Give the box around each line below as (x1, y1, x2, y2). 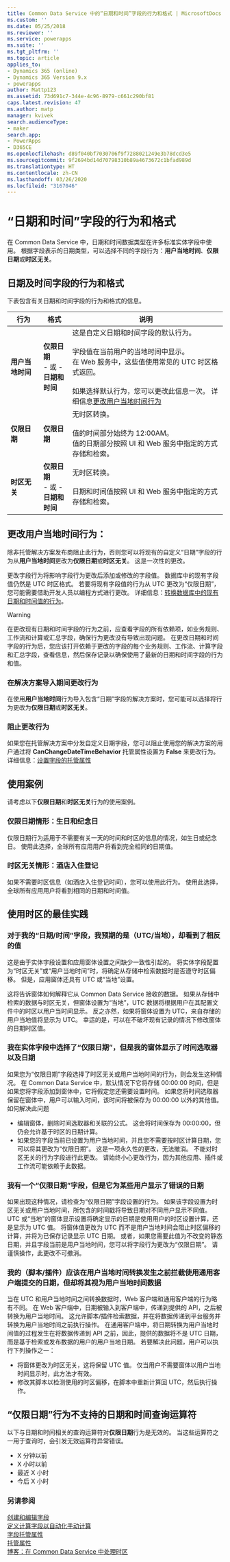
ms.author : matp (7, 106, 53, 113)
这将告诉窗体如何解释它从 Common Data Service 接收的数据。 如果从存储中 (7, 990, 220, 998)
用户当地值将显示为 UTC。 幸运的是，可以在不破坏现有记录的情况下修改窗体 (7, 1015, 221, 1023)
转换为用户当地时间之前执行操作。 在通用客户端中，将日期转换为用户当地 (7, 1320, 213, 1329)
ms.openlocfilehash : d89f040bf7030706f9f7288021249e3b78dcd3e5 (7, 150, 192, 158)
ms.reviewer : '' (7, 29, 53, 36)
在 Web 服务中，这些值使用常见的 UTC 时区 (72, 358, 212, 366)
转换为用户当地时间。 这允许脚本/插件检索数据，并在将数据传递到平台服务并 (7, 1312, 221, 1320)
